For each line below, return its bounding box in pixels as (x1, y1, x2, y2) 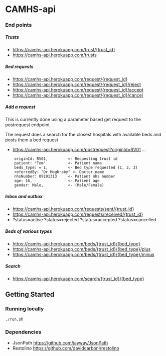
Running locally (5, 305, 44, 312)
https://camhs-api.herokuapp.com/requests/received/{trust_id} (12, 211, 143, 217)
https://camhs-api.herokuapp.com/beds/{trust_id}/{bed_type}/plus (12, 246, 151, 252)
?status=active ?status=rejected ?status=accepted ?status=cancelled (12, 216, 156, 222)
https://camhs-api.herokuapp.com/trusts (12, 52, 97, 58)
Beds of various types (5, 228, 52, 234)
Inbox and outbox (5, 193, 43, 199)
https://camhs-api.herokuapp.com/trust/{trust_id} (12, 47, 115, 53)
